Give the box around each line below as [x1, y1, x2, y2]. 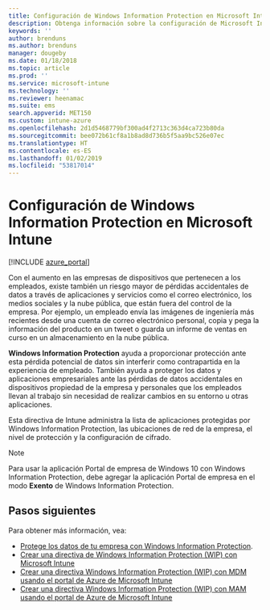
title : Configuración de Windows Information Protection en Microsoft [8, 11, 250, 20]
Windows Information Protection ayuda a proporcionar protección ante [8, 348, 247, 359]
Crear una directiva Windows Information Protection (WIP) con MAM [19, 583, 247, 593]
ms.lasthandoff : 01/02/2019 [8, 154, 103, 162]
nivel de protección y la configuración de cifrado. [8, 433, 171, 442]
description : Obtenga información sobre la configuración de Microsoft [8, 19, 253, 27]
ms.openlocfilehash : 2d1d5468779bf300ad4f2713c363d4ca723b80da [8, 124, 225, 132]
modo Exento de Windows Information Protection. [8, 481, 174, 491]
